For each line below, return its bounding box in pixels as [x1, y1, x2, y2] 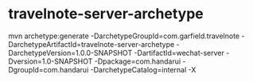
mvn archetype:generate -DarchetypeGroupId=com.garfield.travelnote [8, 31, 240, 41]
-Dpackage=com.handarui [94, 57, 181, 66]
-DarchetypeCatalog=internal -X [90, 64, 197, 74]
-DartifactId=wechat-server [134, 48, 225, 57]
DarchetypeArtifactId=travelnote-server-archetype [8, 39, 175, 49]
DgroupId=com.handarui [8, 64, 89, 74]
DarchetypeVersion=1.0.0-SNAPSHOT [8, 48, 133, 57]
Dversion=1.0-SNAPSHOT [8, 57, 93, 66]
